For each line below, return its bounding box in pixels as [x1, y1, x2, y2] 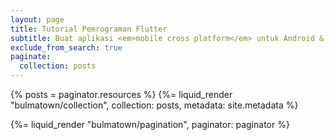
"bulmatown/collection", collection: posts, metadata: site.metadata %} [10, 99, 299, 111]
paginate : [10, 52, 52, 62]
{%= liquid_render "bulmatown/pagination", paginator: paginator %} [10, 119, 290, 130]
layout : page [10, 14, 65, 25]
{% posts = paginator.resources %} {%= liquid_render [10, 89, 233, 100]
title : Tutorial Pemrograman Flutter [10, 24, 168, 34]
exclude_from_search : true [10, 42, 123, 53]
